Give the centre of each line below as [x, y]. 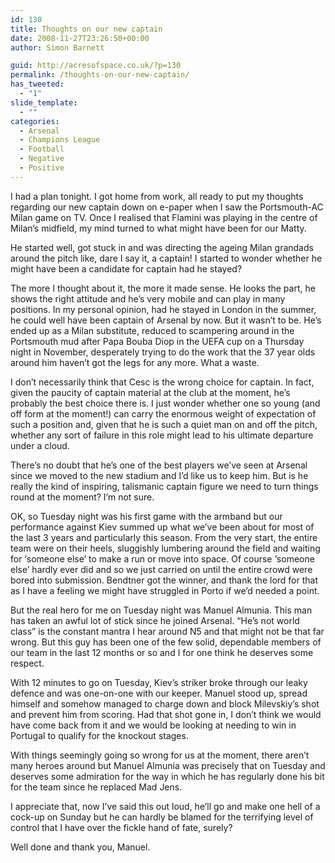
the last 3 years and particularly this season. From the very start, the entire [164, 537]
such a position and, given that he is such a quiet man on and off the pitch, [164, 424]
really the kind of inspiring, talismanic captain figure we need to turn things [164, 486]
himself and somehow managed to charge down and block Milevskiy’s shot [165, 703]
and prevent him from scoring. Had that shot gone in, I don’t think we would [166, 714]
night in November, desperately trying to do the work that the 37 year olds [163, 352]
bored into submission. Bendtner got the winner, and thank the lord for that [164, 580]
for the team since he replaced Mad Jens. [96, 787]
